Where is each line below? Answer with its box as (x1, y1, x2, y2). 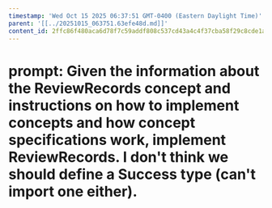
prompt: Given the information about (8, 62, 260, 80)
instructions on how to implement (8, 96, 240, 114)
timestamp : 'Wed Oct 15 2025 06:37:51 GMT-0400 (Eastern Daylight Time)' (8, 11, 263, 20)
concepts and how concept (8, 113, 196, 132)
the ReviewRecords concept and (8, 79, 231, 97)
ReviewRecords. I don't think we (8, 147, 229, 166)
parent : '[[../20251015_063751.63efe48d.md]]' (8, 19, 168, 28)
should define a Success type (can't (8, 165, 257, 183)
